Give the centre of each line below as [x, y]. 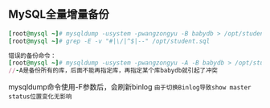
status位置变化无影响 [40, 97]
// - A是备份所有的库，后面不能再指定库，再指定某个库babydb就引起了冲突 [113, 71]
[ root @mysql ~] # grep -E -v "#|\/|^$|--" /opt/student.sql [109, 41]
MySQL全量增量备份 [59, 15]
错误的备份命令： [33, 56]
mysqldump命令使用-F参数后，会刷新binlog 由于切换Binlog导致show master [130, 87]
